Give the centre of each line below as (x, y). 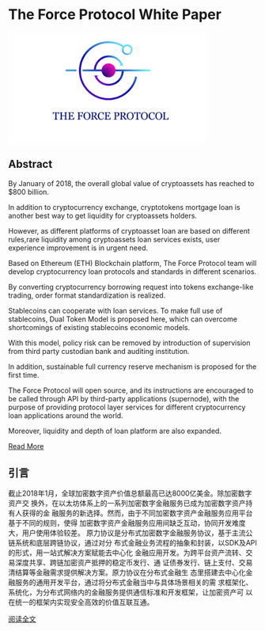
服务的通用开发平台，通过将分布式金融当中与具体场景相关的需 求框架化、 (134, 583)
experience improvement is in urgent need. (78, 248)
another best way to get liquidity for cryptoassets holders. (103, 215)
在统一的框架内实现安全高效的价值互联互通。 (81, 602)
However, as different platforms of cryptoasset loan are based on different (129, 230)
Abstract (30, 164)
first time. (24, 374)
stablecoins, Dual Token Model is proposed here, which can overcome (123, 319)
